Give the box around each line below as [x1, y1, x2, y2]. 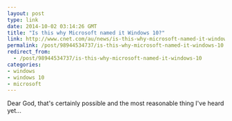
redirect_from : [7, 49, 51, 56]
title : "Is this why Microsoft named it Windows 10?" [7, 29, 166, 36]
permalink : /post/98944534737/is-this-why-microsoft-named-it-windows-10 [7, 42, 224, 49]
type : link [7, 16, 39, 23]
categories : [7, 61, 41, 68]
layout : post [7, 10, 45, 17]
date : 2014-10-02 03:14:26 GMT [7, 23, 97, 30]
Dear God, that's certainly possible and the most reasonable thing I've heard [7, 99, 224, 107]
